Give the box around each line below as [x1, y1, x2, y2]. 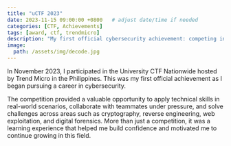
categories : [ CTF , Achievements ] [7, 23, 103, 29]
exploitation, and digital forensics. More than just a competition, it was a [7, 117, 211, 125]
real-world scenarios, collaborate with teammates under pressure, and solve [7, 102, 223, 110]
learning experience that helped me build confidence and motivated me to [7, 124, 217, 132]
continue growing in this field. [7, 131, 91, 139]
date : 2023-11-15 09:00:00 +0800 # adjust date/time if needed [7, 16, 198, 23]
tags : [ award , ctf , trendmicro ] [7, 29, 100, 36]
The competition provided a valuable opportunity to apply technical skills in [7, 95, 220, 103]
